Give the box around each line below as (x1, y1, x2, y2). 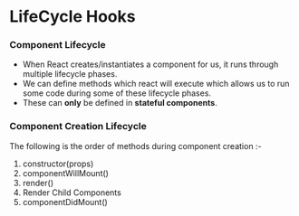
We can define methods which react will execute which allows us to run (22, 79, 290, 89)
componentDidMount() (22, 196, 109, 207)
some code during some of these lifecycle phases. (22, 88, 211, 99)
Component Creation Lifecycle (9, 120, 147, 133)
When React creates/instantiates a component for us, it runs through (22, 59, 279, 70)
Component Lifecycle (9, 39, 106, 52)
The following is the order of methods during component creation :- (9, 140, 262, 151)
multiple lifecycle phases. (22, 69, 118, 80)
